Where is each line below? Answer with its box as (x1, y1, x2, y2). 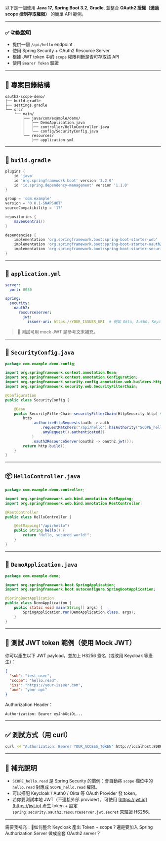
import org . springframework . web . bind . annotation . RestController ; (5, 501, 142, 506)
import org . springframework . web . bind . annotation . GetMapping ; (5, 496, 134, 501)
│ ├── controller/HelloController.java (23, 125, 110, 129)
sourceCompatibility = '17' (5, 205, 63, 210)
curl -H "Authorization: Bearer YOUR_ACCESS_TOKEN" (5, 744, 114, 749)
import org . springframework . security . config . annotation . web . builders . (5, 380, 154, 385)
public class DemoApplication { (5, 600, 72, 606)
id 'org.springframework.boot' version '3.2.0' (14, 178, 114, 183)
